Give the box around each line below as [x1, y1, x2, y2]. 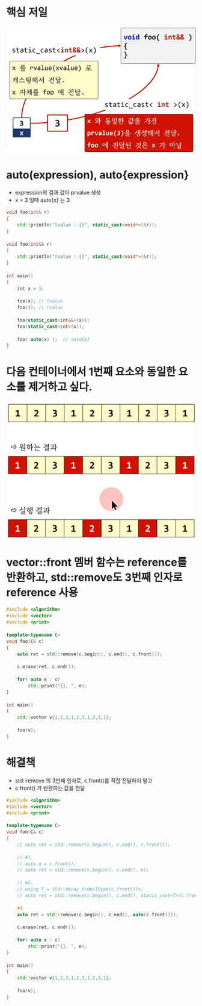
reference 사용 [6, 586, 78, 599]
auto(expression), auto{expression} [6, 168, 189, 182]
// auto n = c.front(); [17, 861, 77, 867]
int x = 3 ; [17, 286, 44, 292]
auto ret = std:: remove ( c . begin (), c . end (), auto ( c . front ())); [17, 911, 179, 917]
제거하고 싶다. [28, 380, 93, 393]
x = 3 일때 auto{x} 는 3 [14, 196, 70, 204]
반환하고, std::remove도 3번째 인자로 [6, 570, 183, 584]
